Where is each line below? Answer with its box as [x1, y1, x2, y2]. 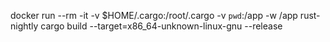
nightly [10, 20, 39, 32]
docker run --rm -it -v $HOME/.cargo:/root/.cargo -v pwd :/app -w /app [10, 10, 298, 21]
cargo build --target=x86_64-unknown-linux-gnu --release [40, 20, 283, 32]
